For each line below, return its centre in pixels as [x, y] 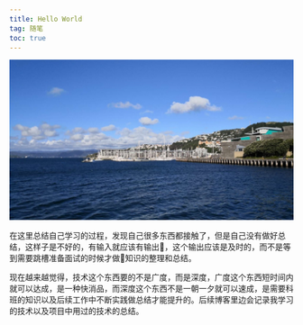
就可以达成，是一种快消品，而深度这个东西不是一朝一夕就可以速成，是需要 [147, 288]
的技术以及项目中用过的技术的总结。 [77, 311]
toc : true [28, 38]
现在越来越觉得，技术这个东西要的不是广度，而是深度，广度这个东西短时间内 [151, 277]
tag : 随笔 [26, 28]
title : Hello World [46, 19]
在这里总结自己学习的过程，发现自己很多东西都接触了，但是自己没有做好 [143, 235]
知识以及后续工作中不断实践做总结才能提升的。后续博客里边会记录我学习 [159, 299]
